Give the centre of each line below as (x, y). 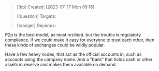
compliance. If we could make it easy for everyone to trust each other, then (80, 40)
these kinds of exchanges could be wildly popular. (55, 45)
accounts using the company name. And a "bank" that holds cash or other (79, 59)
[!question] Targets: (36, 16)
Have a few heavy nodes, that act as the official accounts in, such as (73, 54)
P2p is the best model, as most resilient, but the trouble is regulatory (73, 35)
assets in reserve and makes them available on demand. (61, 65)
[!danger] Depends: (36, 25)
